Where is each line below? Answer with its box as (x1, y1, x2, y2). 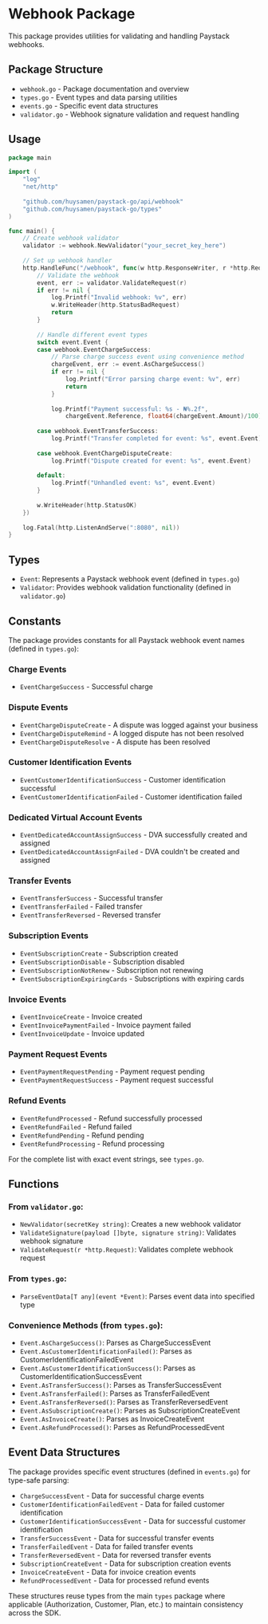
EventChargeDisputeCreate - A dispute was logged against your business (19, 719, 258, 730)
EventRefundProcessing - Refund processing (19, 1138, 165, 1149)
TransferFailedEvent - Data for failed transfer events (19, 1541, 194, 1551)
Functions (8, 1177, 60, 1191)
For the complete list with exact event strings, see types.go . (8, 1154, 205, 1164)
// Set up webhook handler (22, 257, 112, 265)
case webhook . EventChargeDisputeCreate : (37, 449, 173, 457)
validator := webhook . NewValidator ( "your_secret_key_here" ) (22, 242, 227, 250)
